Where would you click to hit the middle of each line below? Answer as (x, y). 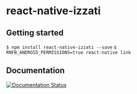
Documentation (36, 71)
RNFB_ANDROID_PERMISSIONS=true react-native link (69, 53)
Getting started (35, 33)
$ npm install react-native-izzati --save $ (61, 47)
